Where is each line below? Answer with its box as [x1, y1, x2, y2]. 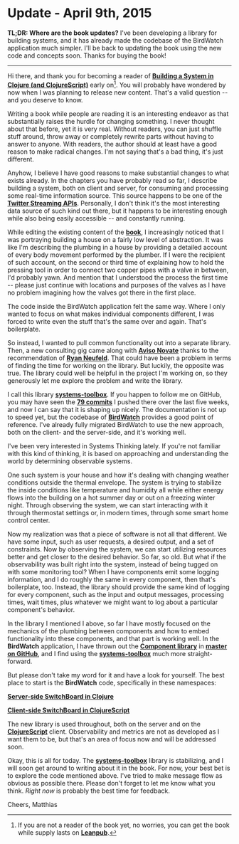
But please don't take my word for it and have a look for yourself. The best [7, 670, 225, 679]
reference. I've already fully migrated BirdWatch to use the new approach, [7, 420, 224, 428]
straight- [187, 649, 213, 658]
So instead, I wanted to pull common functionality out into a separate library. [7, 338, 231, 347]
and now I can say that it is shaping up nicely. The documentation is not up [7, 405, 226, 413]
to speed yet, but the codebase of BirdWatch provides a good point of [7, 413, 214, 421]
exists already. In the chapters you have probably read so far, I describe [7, 176, 218, 184]
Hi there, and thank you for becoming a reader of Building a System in [7, 71, 214, 80]
